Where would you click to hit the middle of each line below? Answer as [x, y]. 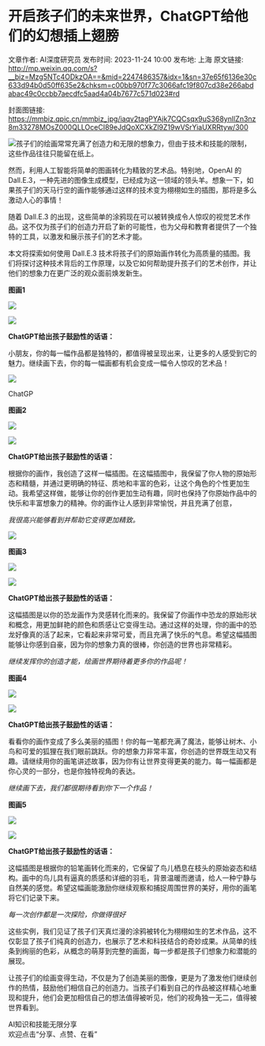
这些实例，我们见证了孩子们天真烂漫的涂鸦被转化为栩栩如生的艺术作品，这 [129, 931]
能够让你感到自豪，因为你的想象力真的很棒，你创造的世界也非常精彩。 [122, 644]
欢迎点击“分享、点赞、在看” [53, 1034]
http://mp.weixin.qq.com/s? [53, 68]
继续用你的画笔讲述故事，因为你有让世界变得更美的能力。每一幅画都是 [143, 761]
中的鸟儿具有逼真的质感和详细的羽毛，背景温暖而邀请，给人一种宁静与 [143, 877]
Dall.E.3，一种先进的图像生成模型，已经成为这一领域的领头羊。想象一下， [127, 180]
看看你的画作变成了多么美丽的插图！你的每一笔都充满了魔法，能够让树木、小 [132, 741]
